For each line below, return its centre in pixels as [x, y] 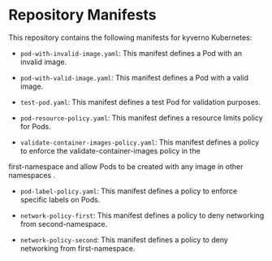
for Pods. [35, 126]
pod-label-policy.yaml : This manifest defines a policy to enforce [129, 191]
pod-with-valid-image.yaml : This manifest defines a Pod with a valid [134, 77]
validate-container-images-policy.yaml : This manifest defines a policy [140, 142]
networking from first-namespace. [78, 248]
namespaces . [32, 175]
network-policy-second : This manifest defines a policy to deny [124, 239]
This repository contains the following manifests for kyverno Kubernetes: [130, 37]
